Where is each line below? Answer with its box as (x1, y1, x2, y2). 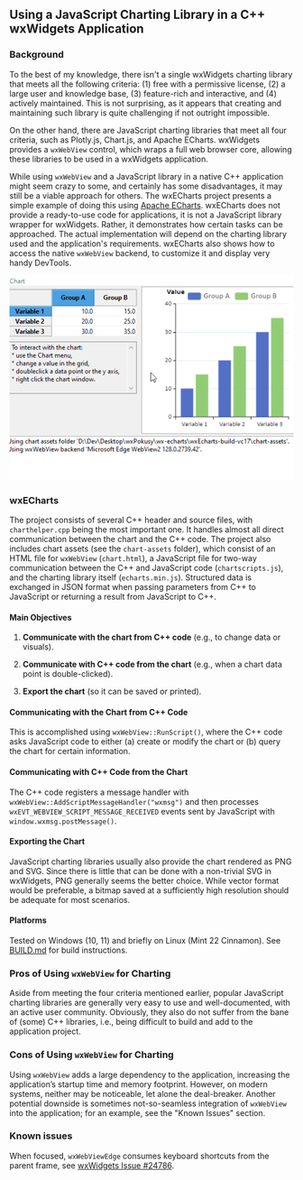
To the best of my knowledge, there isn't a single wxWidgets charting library (9, 69, 293, 79)
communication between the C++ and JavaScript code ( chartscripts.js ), (9, 562, 284, 573)
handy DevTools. (9, 257, 72, 268)
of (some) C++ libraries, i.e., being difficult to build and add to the (9, 1017, 253, 1028)
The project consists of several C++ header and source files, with (9, 514, 253, 525)
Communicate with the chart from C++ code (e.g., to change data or (22, 631, 281, 643)
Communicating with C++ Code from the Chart (9, 766, 188, 777)
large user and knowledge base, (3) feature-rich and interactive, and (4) (9, 88, 277, 98)
